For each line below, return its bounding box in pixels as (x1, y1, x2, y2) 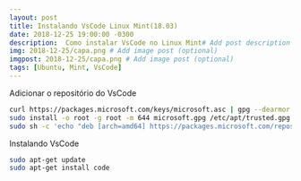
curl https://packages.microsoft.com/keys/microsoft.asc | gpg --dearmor (9, 105, 291, 114)
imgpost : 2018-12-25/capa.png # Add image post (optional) (9, 55, 235, 64)
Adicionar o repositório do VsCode (9, 87, 137, 99)
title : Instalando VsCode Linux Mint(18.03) (9, 22, 178, 30)
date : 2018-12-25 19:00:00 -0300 (9, 30, 134, 39)
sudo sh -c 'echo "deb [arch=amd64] (9, 122, 146, 131)
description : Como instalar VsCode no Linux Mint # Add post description (9, 38, 291, 47)
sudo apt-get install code (9, 163, 110, 173)
